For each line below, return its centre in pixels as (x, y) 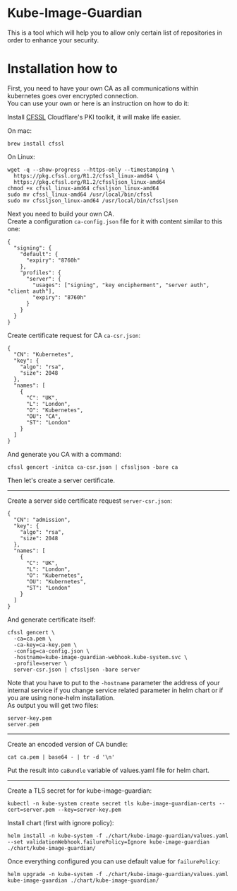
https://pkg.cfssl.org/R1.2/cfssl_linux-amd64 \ (86, 176)
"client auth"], (31, 291)
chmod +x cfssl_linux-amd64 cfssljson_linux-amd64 (83, 188)
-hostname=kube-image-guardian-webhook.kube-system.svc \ (101, 657)
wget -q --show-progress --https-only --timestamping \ (91, 170)
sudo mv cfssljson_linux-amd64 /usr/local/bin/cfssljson (93, 200)
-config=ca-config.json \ (52, 651)
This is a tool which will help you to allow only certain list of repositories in (115, 33)
